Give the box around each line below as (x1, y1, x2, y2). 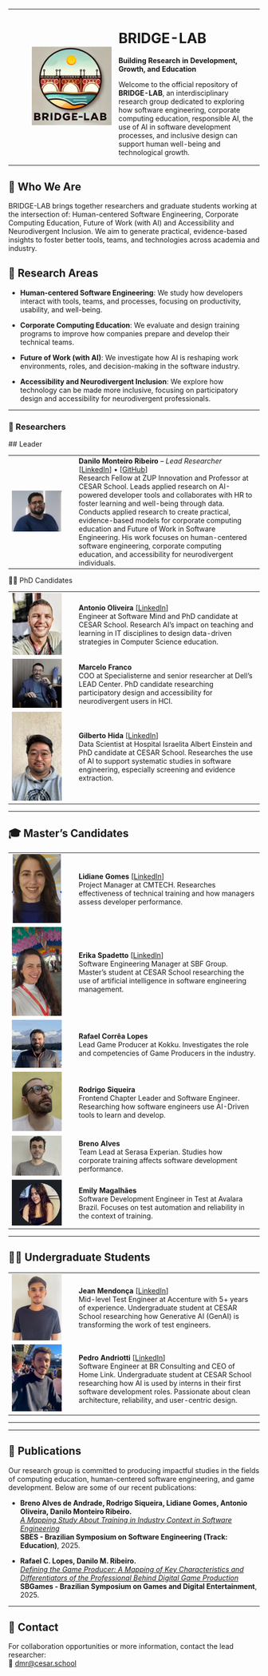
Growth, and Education (118, 64, 197, 73)
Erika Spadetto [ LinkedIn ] (78, 951, 164, 960)
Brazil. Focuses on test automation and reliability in (78, 1203, 245, 1213)
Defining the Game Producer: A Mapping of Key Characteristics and (19, 1564, 245, 1574)
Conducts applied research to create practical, (78, 506, 231, 516)
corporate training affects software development (78, 1156, 238, 1166)
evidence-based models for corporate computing (78, 515, 242, 525)
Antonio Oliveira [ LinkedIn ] (78, 602, 169, 612)
